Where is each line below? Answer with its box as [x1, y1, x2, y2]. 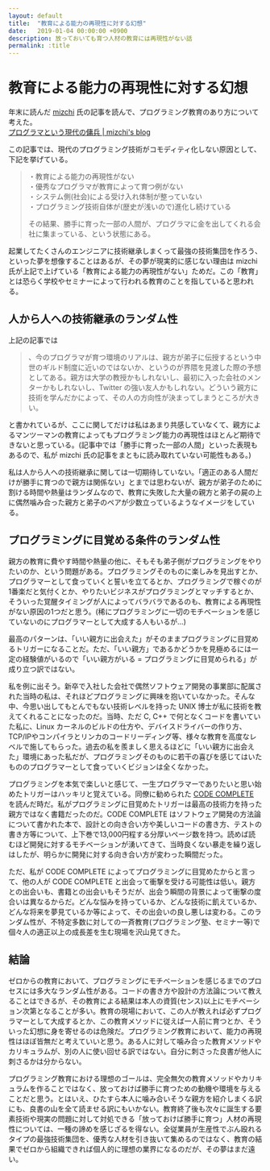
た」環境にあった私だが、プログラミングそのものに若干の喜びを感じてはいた [8, 751, 263, 762]
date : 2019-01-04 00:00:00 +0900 [8, 27, 128, 35]
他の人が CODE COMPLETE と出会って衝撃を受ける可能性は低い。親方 [22, 876, 256, 887]
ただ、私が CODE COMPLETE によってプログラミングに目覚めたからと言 [8, 866, 249, 876]
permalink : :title [8, 42, 70, 50]
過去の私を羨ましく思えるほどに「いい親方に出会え [85, 741, 255, 751]
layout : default [8, 11, 63, 20]
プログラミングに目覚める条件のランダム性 [8, 534, 220, 547]
